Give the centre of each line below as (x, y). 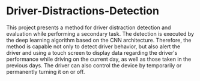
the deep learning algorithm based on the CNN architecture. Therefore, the (99, 40)
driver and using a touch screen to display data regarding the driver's (92, 52)
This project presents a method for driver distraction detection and (89, 27)
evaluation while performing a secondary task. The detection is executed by (100, 33)
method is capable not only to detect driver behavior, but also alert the (93, 46)
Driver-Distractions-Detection (83, 11)
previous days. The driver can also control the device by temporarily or (94, 65)
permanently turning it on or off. (46, 71)
